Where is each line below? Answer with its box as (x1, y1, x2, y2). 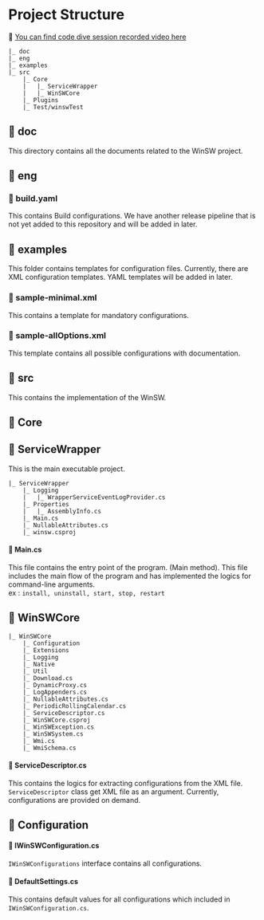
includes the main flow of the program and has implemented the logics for (8, 572, 251, 581)
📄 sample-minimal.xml (8, 293, 97, 304)
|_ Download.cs (22, 674, 73, 682)
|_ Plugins (22, 96, 59, 104)
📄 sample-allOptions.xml (8, 330, 106, 341)
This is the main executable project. (8, 464, 125, 474)
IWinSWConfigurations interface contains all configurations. (8, 859, 202, 868)
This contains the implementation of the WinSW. (8, 392, 167, 402)
